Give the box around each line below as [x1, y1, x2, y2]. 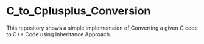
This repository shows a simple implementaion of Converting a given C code [6, 24, 198, 31]
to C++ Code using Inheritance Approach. [6, 30, 111, 37]
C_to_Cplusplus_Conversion [6, 4, 151, 18]
